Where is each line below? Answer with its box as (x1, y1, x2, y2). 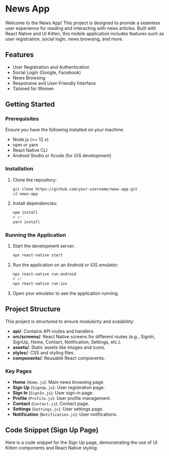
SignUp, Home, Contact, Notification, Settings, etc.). (12, 339, 121, 345)
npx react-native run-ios (12, 281, 67, 286)
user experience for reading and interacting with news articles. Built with (5, 25, 157, 31)
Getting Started (5, 100, 55, 109)
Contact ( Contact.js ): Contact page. (12, 400, 90, 407)
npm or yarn (12, 142, 38, 148)
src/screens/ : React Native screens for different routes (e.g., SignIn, (12, 333, 155, 339)
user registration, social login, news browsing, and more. (5, 36, 123, 42)
